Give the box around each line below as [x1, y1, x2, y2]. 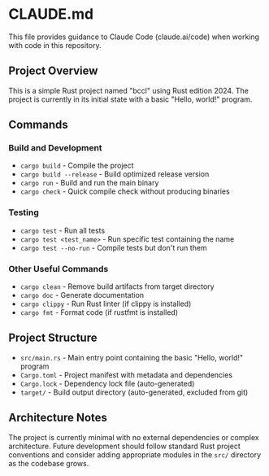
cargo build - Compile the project [20, 160, 134, 171]
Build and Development [8, 142, 103, 154]
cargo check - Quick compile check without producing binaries [20, 186, 230, 196]
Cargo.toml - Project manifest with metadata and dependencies [20, 369, 233, 379]
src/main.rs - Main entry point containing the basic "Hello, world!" [20, 352, 244, 362]
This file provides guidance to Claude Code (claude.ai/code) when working [8, 32, 260, 41]
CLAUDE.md [8, 5, 94, 24]
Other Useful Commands [8, 263, 109, 274]
